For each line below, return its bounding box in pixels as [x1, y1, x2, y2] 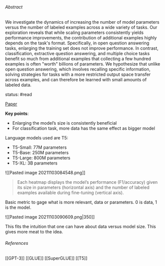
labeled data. [5, 82, 32, 88]
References [5, 240, 29, 246]
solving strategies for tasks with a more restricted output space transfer [5, 71, 151, 77]
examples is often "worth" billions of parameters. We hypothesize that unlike [5, 61, 161, 67]
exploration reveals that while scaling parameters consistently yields [5, 30, 144, 35]
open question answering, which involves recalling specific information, [5, 66, 151, 72]
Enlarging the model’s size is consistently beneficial [12, 120, 117, 126]
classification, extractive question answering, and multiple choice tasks [5, 51, 150, 57]
